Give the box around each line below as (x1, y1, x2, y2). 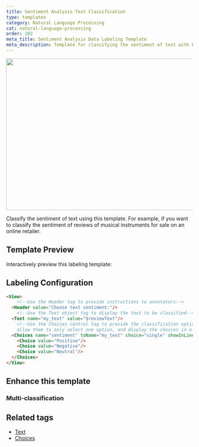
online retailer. (6, 227, 41, 235)
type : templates (6, 14, 46, 20)
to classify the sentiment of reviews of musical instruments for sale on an (6, 221, 185, 228)
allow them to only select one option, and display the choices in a (17, 326, 192, 333)
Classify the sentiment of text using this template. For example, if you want (6, 215, 188, 222)
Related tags (6, 413, 54, 423)
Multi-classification (6, 394, 64, 402)
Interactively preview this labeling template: (6, 260, 113, 267)
